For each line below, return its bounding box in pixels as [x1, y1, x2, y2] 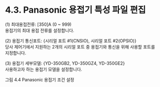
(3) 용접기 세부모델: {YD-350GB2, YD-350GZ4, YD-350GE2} [5, 60, 125, 66]
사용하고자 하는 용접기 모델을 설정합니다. [5, 66, 82, 72]
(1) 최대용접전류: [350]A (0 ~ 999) [5, 21, 72, 27]
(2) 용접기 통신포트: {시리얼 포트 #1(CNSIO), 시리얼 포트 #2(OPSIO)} [5, 37, 137, 44]
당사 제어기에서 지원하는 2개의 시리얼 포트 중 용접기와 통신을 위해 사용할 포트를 [5, 44, 155, 50]
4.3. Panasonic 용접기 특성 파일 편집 [5, 4, 146, 16]
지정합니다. [5, 50, 26, 56]
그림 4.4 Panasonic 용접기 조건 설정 [5, 76, 74, 83]
